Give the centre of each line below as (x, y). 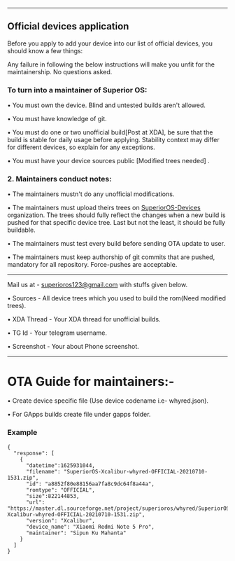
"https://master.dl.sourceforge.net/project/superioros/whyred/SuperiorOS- (120, 508)
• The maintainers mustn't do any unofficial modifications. (91, 194)
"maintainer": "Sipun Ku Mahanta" (76, 533)
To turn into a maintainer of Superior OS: (77, 90)
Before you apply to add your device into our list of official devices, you (110, 43)
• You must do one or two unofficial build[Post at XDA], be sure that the (110, 132)
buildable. (22, 230)
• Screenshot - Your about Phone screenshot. (73, 347)
